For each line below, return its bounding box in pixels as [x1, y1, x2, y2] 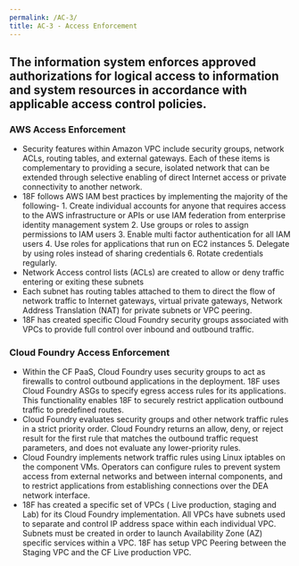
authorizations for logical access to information [9, 68, 279, 83]
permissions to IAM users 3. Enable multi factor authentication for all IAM [21, 229, 291, 240]
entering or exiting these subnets [21, 276, 145, 287]
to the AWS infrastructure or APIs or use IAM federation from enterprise [21, 210, 286, 221]
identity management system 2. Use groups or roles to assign [21, 220, 249, 231]
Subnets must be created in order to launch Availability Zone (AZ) [21, 528, 263, 539]
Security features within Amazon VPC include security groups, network [21, 144, 285, 155]
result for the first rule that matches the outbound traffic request [21, 433, 259, 444]
